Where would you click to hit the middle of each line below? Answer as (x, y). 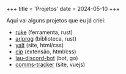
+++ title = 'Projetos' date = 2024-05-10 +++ (63, 9)
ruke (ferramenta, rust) (44, 32)
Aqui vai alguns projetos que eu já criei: (56, 20)
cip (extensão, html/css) (46, 52)
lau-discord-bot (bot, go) (46, 58)
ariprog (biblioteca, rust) (46, 39)
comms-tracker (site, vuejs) (50, 64)
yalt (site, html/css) (39, 45)
